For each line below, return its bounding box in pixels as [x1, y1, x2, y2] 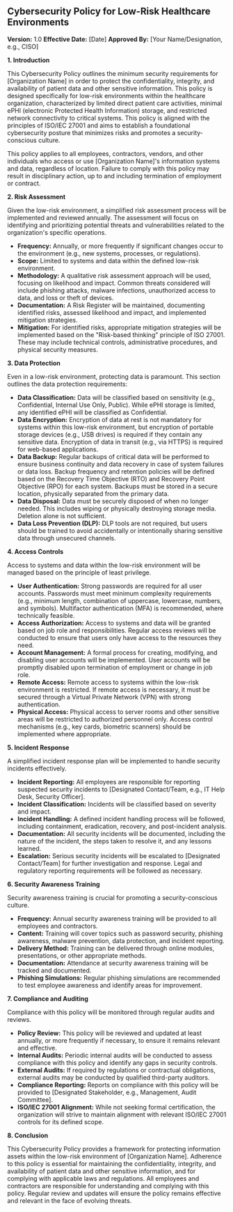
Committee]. [17, 1095, 54, 1103]
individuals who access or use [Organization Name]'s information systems [7, 157, 220, 165]
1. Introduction [7, 56, 50, 64]
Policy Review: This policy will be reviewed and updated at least [17, 1029, 202, 1037]
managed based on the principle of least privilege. [7, 568, 152, 577]
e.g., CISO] [7, 42, 39, 51]
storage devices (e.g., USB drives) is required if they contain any [17, 430, 203, 438]
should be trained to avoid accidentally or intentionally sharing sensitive [17, 526, 223, 535]
